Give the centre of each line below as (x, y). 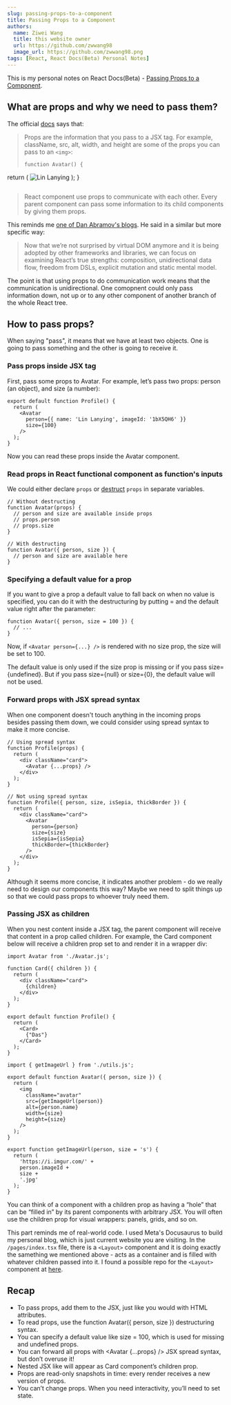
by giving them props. (55, 211)
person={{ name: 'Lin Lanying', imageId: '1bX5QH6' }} (106, 419)
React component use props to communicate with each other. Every (121, 197)
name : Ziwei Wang (38, 33)
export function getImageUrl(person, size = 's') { (83, 1149)
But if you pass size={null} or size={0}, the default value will (130, 675)
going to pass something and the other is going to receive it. (92, 348)
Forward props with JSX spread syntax (73, 699)
